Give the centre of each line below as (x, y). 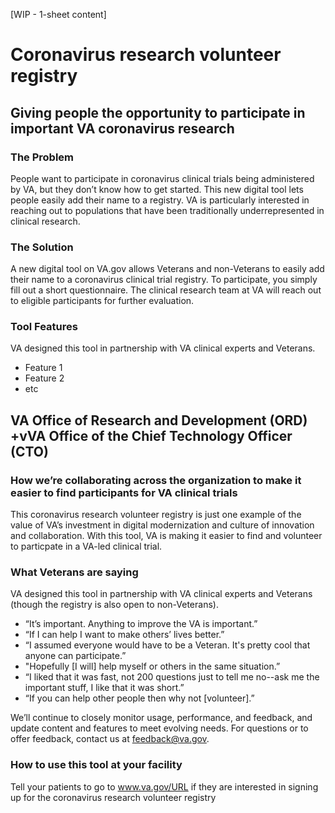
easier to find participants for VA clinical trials (124, 492)
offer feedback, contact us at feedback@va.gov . (110, 739)
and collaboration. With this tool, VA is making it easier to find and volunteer (166, 536)
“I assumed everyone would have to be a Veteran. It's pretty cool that (167, 645)
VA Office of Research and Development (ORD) (159, 420)
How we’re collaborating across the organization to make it (156, 480)
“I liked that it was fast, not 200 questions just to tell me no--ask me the (172, 677)
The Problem (42, 157)
